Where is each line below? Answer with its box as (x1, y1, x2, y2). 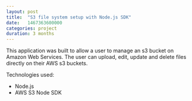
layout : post (6, 8, 39, 15)
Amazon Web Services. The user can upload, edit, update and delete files (6, 53, 187, 61)
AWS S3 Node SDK (14, 89, 62, 96)
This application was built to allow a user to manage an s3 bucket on (6, 47, 174, 54)
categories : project (6, 25, 58, 31)
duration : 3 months (6, 31, 55, 37)
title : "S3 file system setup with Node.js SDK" (6, 14, 132, 20)
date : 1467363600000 (6, 20, 62, 26)
